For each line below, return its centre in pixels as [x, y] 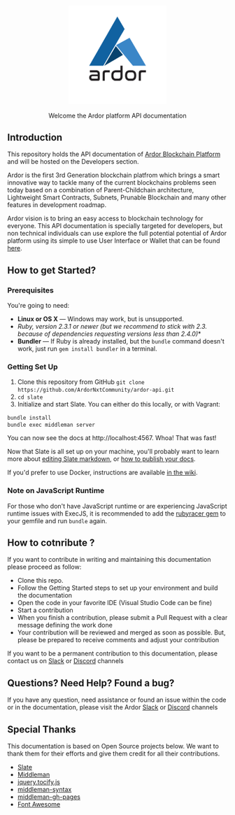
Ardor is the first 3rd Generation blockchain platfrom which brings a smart [114, 175]
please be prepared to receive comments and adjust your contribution [118, 640]
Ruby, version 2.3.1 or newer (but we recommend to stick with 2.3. [112, 327]
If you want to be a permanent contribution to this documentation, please [113, 653]
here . [15, 248]
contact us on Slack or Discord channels [65, 661]
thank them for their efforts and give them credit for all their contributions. [114, 753]
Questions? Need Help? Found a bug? [91, 683]
